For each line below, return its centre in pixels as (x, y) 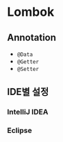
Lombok (31, 12)
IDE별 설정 (28, 92)
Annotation (32, 38)
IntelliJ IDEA (28, 112)
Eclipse (20, 130)
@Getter (28, 62)
